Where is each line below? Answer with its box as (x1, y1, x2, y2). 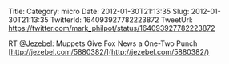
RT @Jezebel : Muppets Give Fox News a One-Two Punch (8, 39, 198, 48)
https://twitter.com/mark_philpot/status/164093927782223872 (8, 24, 215, 32)
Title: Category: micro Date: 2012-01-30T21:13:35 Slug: (8, 7, 190, 16)
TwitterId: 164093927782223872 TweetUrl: (50, 15, 194, 24)
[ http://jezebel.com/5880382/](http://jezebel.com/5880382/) (8, 47, 210, 56)
